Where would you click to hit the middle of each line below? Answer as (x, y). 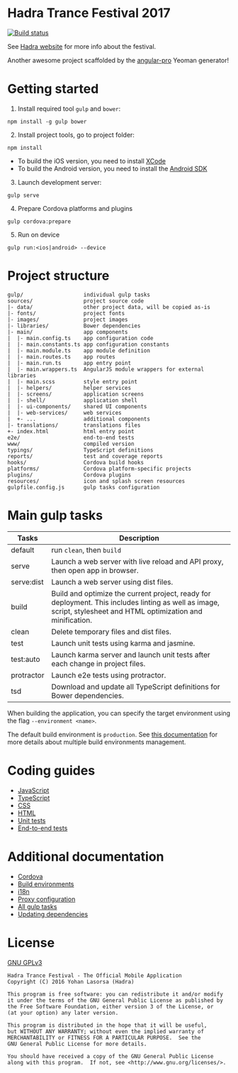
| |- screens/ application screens (75, 394)
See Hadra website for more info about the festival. (82, 46)
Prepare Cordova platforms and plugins (75, 208)
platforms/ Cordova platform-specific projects (100, 469)
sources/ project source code (75, 301)
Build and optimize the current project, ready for (131, 593)
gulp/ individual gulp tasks (79, 295)
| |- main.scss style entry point (73, 381)
